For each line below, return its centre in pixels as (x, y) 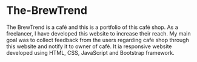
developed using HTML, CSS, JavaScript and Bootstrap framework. (90, 52)
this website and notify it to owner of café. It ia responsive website (89, 46)
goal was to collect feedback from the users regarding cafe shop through (98, 40)
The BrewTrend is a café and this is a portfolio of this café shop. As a (92, 27)
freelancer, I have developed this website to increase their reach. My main (98, 33)
